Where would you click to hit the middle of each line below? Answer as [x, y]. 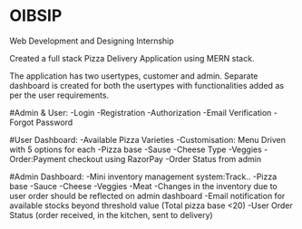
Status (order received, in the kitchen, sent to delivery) [111, 215]
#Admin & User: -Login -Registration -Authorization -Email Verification [141, 112]
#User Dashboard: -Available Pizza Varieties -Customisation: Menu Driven [147, 139]
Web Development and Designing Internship [92, 41]
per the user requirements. [59, 95]
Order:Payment [38, 158]
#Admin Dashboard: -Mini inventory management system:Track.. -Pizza [143, 177]
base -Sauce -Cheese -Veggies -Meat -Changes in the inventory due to [144, 186]
